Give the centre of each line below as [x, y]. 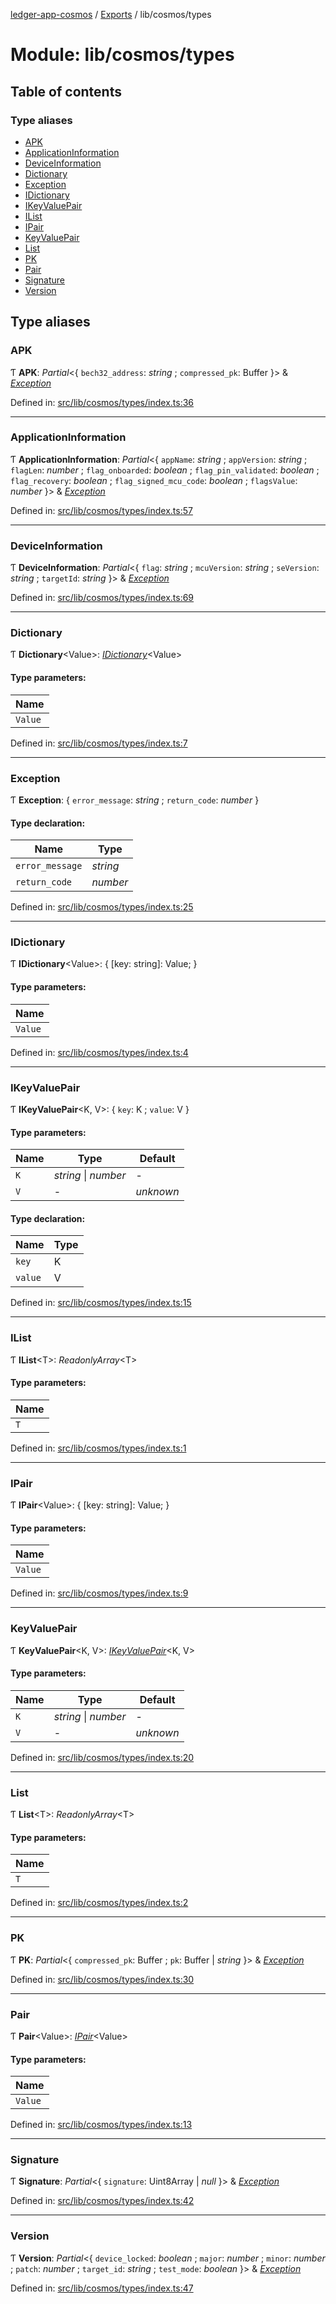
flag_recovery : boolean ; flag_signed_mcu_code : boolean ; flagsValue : [154, 480]
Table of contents [66, 91]
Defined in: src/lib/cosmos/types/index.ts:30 [102, 1979]
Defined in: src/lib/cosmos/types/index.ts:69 [102, 598]
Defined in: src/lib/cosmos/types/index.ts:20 [102, 1757]
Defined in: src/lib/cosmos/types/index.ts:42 [102, 2201]
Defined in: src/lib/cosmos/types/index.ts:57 [101, 510]
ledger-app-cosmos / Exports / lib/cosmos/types [111, 14]
